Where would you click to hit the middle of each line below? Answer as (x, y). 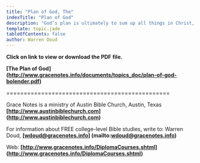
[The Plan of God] (29, 69)
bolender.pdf (23, 81)
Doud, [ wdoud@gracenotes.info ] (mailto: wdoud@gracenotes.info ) (92, 135)
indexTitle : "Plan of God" (40, 17)
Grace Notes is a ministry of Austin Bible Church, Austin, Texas (84, 105)
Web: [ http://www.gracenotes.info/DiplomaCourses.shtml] (82, 147)
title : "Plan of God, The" (40, 12)
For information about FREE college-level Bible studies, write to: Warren (95, 129)
